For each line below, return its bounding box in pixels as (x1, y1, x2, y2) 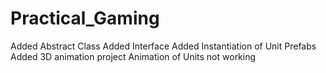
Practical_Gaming (10, 7, 160, 30)
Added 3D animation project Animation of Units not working (10, 50, 257, 62)
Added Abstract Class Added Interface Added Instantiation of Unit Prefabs (10, 40, 317, 52)
